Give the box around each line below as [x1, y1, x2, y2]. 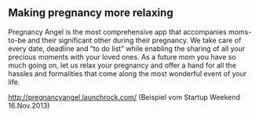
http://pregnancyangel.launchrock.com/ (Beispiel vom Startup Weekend [8, 92, 241, 101]
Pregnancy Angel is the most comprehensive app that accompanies [8, 27, 228, 36]
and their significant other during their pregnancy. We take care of [27, 35, 242, 45]
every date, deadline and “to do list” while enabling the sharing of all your [8, 43, 246, 53]
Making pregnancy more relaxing [8, 6, 174, 20]
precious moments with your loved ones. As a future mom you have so [8, 52, 237, 61]
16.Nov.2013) [8, 101, 50, 110]
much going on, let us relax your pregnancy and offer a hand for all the [8, 60, 237, 70]
